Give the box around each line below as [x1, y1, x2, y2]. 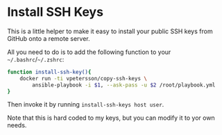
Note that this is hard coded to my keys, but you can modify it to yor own [7, 114, 215, 122]
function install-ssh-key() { [7, 69, 92, 75]
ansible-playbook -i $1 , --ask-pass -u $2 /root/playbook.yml [32, 81, 216, 89]
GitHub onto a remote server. [7, 34, 90, 42]
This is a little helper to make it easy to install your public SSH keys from [7, 27, 213, 35]
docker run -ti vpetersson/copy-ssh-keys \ [19, 75, 148, 82]
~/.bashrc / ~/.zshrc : [7, 55, 65, 63]
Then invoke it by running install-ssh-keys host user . [7, 100, 164, 109]
